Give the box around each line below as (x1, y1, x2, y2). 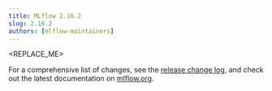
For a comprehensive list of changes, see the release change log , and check (8, 65, 264, 75)
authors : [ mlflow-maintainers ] (8, 27, 114, 35)
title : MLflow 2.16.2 (8, 11, 82, 20)
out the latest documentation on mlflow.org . (8, 74, 154, 84)
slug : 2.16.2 (8, 19, 53, 28)
